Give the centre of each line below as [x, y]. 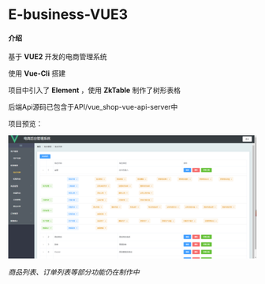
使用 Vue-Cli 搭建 [37, 73]
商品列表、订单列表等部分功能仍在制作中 [74, 272]
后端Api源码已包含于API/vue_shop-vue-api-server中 [93, 107]
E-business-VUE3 [68, 15]
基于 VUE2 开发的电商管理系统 [58, 57]
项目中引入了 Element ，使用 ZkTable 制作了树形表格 [95, 90]
